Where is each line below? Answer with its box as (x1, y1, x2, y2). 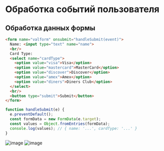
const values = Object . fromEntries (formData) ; (10, 121, 110, 126)
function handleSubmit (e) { (5, 107, 65, 112)
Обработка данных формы (5, 24, 95, 32)
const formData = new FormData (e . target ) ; (10, 117, 101, 122)
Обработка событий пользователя (5, 4, 160, 15)
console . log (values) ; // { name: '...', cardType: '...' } (10, 126, 138, 131)
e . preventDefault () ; (10, 112, 53, 117)
